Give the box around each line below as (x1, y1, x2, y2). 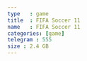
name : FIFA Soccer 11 (7, 23, 81, 30)
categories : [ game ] (7, 29, 65, 37)
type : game (7, 10, 50, 18)
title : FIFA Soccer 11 (7, 17, 81, 24)
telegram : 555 (7, 36, 52, 43)
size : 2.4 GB (7, 43, 50, 50)
